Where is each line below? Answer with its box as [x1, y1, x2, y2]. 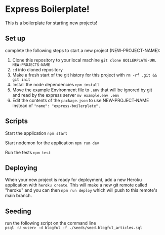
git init [12, 77, 31, 82]
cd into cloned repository [12, 66, 63, 72]
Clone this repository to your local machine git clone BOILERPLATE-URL [12, 57, 157, 63]
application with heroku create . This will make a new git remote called [5, 182, 148, 188]
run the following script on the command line [5, 220, 96, 226]
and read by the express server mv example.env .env [12, 92, 120, 98]
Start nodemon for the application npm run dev [5, 140, 100, 146]
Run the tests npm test [5, 149, 51, 155]
